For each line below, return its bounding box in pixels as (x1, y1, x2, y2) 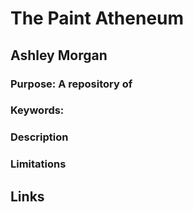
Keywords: (10, 103, 65, 117)
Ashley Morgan (10, 47, 108, 64)
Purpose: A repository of (10, 77, 133, 91)
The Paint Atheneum (10, 7, 185, 30)
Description (10, 130, 69, 144)
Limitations (10, 157, 67, 171)
